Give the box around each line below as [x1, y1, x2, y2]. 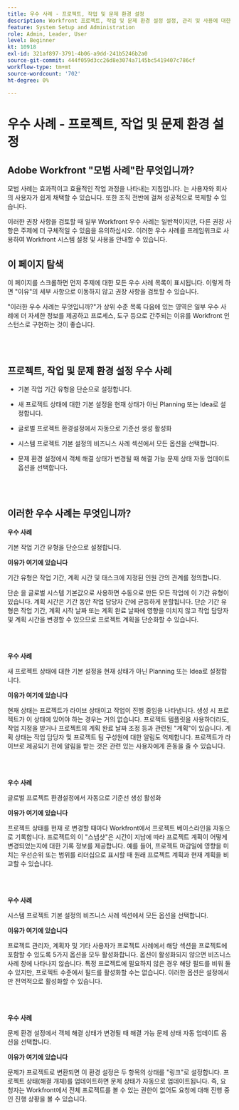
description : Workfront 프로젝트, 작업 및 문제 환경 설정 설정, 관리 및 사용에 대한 [7, 17, 231, 24]
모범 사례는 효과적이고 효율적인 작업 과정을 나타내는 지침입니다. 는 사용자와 [7, 185, 215, 193]
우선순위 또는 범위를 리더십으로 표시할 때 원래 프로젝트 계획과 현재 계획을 [20, 850, 222, 859]
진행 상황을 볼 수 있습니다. [14, 1094, 87, 1103]
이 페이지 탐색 [7, 258, 64, 270]
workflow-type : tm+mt [7, 63, 72, 71]
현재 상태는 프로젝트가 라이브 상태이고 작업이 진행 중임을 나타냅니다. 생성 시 [7, 706, 216, 714]
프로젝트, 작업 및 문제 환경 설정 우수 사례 [7, 364, 172, 376]
